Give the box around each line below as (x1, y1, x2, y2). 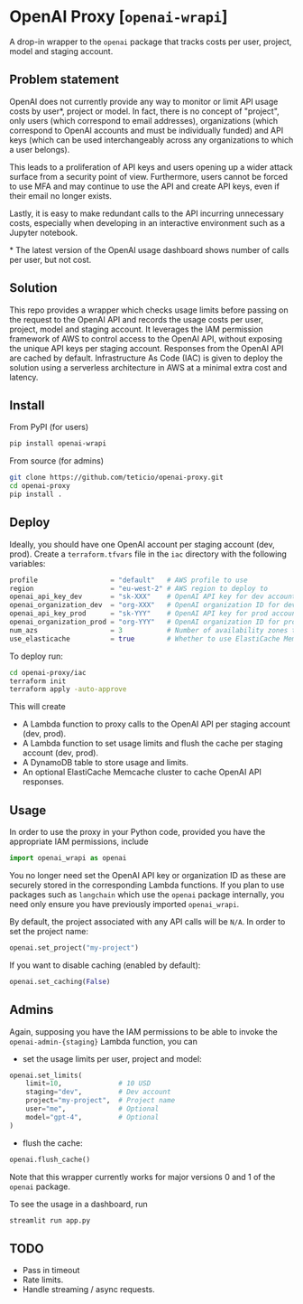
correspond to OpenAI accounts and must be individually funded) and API (9, 125, 284, 136)
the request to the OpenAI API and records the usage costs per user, (9, 314, 264, 324)
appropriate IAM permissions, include (9, 836, 149, 847)
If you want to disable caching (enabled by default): (9, 960, 201, 971)
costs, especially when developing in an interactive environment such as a (9, 217, 286, 228)
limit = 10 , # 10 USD (25, 1079, 151, 1088)
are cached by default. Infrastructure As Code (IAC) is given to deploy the (9, 352, 283, 363)
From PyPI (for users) (9, 422, 89, 433)
